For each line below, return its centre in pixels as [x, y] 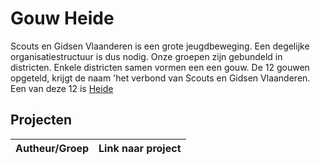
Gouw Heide [62, 18]
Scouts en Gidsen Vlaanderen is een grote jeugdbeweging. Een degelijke [160, 46]
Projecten [41, 120]
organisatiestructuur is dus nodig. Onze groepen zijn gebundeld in [146, 56]
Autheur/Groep [52, 148]
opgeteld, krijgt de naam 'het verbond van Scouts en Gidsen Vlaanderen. [160, 78]
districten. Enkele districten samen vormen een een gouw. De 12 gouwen [160, 67]
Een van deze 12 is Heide [62, 88]
